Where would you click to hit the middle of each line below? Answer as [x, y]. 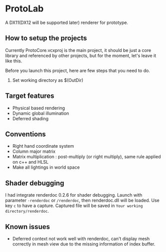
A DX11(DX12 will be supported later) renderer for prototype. [67, 22]
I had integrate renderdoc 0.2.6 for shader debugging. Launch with [74, 195]
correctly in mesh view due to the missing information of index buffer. [84, 244]
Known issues [28, 227]
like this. [14, 61]
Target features [30, 96]
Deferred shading [30, 118]
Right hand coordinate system [43, 146]
